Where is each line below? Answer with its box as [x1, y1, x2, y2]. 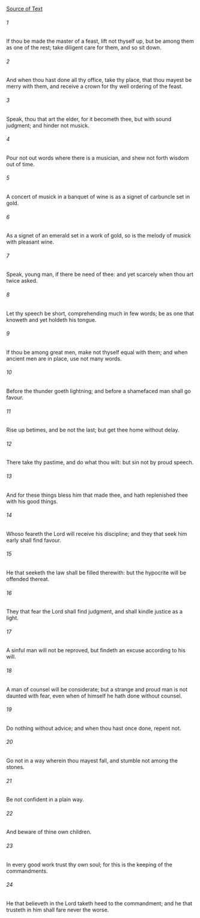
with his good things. [6, 497, 58, 505]
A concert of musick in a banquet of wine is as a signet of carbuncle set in [6, 193, 190, 201]
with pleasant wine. [6, 238, 55, 246]
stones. [6, 764, 25, 771]
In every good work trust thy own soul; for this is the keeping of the [6, 861, 173, 868]
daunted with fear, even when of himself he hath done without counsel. [6, 692, 182, 699]
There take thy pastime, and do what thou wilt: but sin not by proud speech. [6, 459, 194, 466]
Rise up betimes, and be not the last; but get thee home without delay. [6, 426, 180, 433]
